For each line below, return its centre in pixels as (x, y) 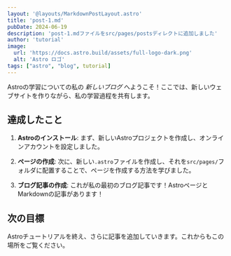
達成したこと (35, 120)
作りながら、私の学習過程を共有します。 (96, 95)
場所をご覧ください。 (38, 245)
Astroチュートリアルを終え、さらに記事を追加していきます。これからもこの (116, 236)
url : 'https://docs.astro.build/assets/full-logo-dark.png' (103, 53)
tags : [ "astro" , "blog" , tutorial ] (59, 66)
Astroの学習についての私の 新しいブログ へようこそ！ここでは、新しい (108, 87)
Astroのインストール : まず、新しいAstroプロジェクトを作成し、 (108, 138)
